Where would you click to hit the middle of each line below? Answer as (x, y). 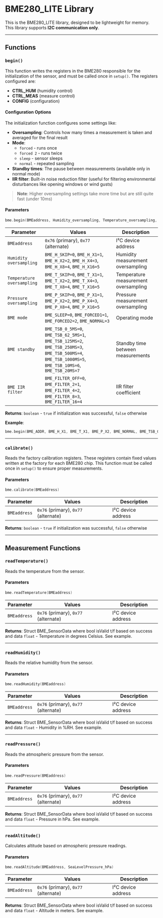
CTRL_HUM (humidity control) (42, 91)
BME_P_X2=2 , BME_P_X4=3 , (72, 301)
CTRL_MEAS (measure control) (43, 96)
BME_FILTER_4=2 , (63, 390)
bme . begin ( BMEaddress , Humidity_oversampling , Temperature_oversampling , (81, 220)
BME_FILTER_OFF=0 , (65, 378)
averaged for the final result (40, 137)
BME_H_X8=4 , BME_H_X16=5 (72, 267)
